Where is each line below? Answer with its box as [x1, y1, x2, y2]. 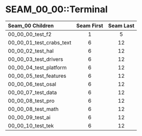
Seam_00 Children [8, 22, 54, 29]
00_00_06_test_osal [8, 80, 56, 87]
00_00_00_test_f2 [8, 31, 52, 38]
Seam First [76, 22, 104, 29]
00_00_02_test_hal [8, 47, 54, 54]
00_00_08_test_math [8, 105, 59, 112]
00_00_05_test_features [8, 72, 67, 79]
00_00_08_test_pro [8, 97, 55, 104]
